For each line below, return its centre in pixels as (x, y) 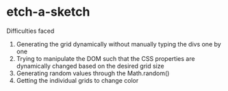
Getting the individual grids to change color (77, 80)
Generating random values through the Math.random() (93, 73)
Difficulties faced (30, 31)
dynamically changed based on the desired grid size (90, 66)
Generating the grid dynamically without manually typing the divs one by (119, 44)
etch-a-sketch (48, 12)
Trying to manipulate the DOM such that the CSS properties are (106, 58)
